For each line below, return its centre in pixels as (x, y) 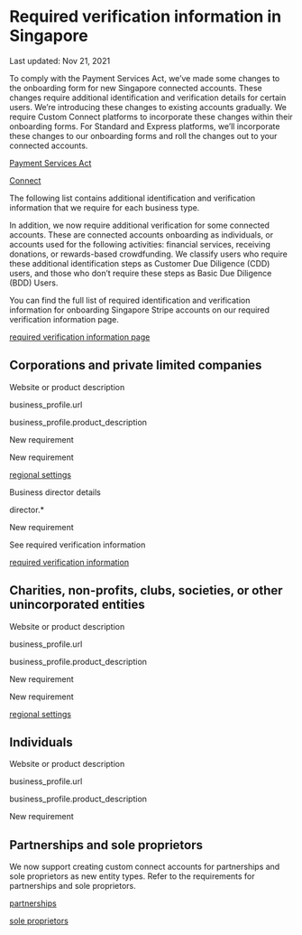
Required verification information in (146, 17)
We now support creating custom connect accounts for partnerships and (145, 867)
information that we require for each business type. (105, 207)
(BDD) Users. (34, 283)
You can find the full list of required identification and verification (130, 300)
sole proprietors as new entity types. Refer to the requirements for (132, 876)
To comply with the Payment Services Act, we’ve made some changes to (145, 78)
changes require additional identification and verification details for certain (148, 98)
